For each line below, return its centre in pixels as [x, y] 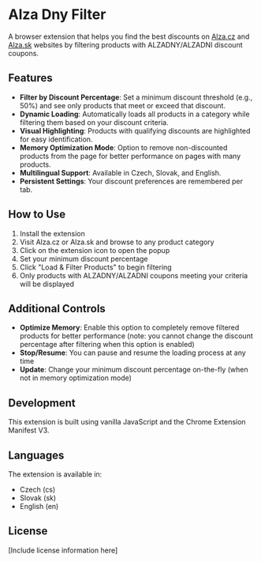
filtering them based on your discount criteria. [94, 122]
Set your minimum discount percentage [84, 258]
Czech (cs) [37, 489]
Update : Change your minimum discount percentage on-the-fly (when [134, 370]
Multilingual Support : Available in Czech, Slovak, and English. [120, 172]
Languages [36, 455]
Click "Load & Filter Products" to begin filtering [95, 267]
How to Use [37, 215]
